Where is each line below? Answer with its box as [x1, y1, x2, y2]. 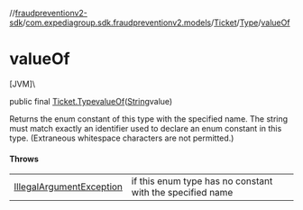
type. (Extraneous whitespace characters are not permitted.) [9, 132, 234, 143]
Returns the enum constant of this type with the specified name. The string [9, 113, 289, 124]
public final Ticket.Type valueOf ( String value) [9, 96, 173, 106]
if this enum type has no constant [131, 175, 273, 187]
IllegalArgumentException [14, 180, 124, 193]
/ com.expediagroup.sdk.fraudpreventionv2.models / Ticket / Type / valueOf [22, 17, 290, 28]
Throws [9, 153, 39, 164]
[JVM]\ [9, 78, 36, 89]
